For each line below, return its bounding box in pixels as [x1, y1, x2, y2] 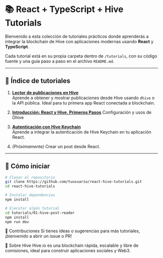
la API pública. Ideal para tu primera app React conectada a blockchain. [12, 100, 155, 106]
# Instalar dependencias [5, 193, 55, 197]
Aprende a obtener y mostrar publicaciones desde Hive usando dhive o [12, 95, 155, 101]
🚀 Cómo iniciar [5, 162, 50, 170]
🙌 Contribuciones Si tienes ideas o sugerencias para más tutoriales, [5, 228, 140, 234]
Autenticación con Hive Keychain [12, 124, 81, 130]
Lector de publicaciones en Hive [12, 90, 79, 95]
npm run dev [5, 219, 29, 224]
